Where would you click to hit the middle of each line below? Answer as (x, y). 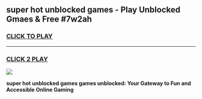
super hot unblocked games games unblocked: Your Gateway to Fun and (99, 83)
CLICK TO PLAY (29, 37)
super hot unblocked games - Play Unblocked (93, 10)
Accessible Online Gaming (40, 89)
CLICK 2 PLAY (27, 59)
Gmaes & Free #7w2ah (49, 19)
